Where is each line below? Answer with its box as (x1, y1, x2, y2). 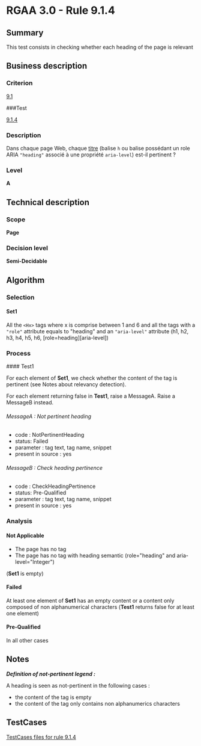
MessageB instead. (6, 399, 54, 406)
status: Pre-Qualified (14, 489, 67, 496)
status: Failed (14, 437, 49, 445)
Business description (6, 61, 88, 71)
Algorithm (6, 275, 45, 285)
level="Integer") (14, 558, 55, 566)
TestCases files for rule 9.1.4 (6, 733, 76, 741)
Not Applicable (6, 532, 44, 539)
